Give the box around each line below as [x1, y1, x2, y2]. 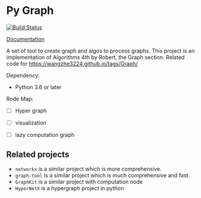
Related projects [6, 149, 70, 159]
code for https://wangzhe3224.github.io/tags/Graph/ [6, 60, 138, 67]
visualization [15, 119, 47, 126]
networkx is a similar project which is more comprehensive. [15, 165, 162, 173]
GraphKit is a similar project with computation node [15, 178, 143, 185]
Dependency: [6, 71, 40, 79]
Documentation [6, 35, 45, 42]
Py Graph [6, 4, 54, 18]
